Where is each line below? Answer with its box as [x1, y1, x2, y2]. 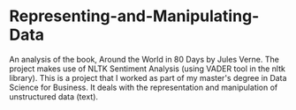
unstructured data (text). [9, 91, 99, 102]
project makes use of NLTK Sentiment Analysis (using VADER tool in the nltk [9, 63, 285, 74]
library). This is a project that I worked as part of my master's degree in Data [9, 72, 287, 83]
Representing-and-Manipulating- [9, 6, 260, 26]
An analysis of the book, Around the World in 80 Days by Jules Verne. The [9, 54, 280, 64]
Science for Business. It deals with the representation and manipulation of [9, 82, 278, 92]
